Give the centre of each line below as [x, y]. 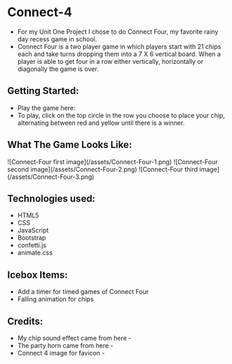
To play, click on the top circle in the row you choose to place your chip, [121, 115]
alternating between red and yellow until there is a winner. [101, 123]
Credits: [25, 321]
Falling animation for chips [55, 299]
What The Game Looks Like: [70, 145]
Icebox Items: [37, 275]
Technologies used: [52, 198]
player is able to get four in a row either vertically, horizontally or [110, 61]
